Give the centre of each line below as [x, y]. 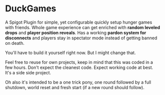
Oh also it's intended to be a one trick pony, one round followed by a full [78, 82]
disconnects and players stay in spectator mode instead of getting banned [81, 38]
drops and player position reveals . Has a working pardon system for [76, 32]
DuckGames [31, 9]
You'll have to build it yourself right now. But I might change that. [71, 53]
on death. [15, 43]
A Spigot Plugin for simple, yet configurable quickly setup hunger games [79, 22]
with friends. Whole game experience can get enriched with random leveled [82, 27]
